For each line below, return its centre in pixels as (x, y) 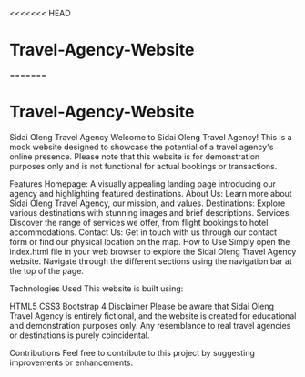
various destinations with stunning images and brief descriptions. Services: (151, 212)
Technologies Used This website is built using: (97, 288)
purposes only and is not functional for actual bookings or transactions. (143, 166)
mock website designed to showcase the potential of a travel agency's (142, 147)
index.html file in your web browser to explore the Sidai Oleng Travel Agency (153, 251)
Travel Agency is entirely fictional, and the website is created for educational (153, 316)
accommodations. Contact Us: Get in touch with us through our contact (143, 232)
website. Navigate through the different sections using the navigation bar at (151, 261)
